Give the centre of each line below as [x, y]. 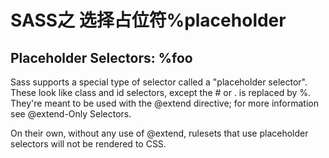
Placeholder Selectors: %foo [101, 57]
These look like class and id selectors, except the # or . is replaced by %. [161, 92]
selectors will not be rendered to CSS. [88, 144]
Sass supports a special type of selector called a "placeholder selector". [159, 82]
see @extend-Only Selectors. [71, 114]
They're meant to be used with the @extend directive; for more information [164, 103]
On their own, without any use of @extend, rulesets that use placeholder [159, 133]
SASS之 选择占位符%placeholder [148, 20]
